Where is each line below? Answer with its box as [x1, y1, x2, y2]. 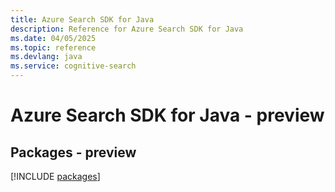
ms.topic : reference [10, 42, 97, 53]
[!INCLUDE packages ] [10, 171, 101, 182]
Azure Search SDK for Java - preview [10, 104, 325, 127]
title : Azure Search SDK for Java [10, 14, 155, 25]
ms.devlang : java [10, 52, 83, 62]
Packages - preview [10, 144, 137, 161]
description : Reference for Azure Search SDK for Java [10, 24, 244, 34]
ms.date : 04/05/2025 [10, 33, 97, 43]
